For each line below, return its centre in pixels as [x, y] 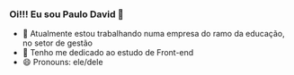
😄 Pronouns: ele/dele [62, 62]
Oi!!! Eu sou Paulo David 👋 [67, 14]
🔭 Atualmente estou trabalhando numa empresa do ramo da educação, [153, 34]
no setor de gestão [57, 43]
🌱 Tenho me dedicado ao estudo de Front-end [108, 53]
